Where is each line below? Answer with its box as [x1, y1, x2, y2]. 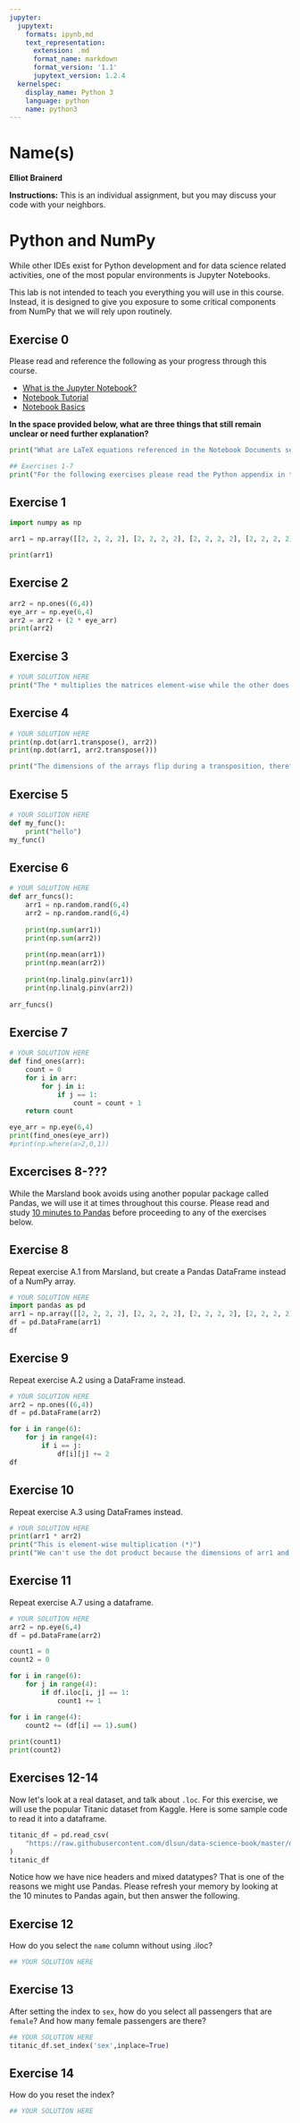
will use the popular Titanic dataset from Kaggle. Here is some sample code [9, 1803, 288, 1815]
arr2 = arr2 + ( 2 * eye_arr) [9, 616, 118, 625]
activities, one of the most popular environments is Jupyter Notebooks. [9, 270, 271, 281]
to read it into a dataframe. [9, 1813, 107, 1824]
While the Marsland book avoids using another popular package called [9, 1188, 270, 1199]
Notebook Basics [21, 401, 86, 412]
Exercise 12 [9, 1917, 74, 1932]
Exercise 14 [9, 2066, 74, 2081]
